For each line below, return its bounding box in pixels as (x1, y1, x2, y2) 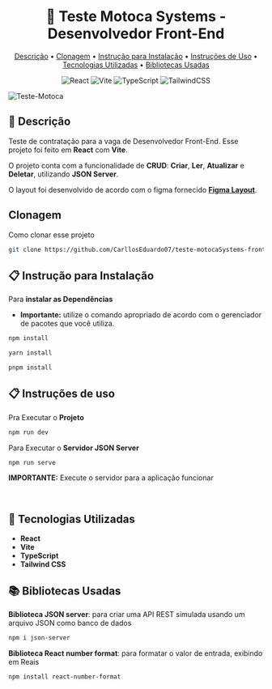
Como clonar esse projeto (8, 230, 95, 240)
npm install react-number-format (8, 672, 121, 681)
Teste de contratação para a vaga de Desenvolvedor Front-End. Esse (8, 136, 239, 146)
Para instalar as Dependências (8, 295, 113, 304)
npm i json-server (8, 634, 70, 642)
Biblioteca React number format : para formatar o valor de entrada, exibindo (8, 648, 263, 658)
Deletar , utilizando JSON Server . (8, 169, 119, 179)
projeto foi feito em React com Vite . (8, 145, 128, 155)
